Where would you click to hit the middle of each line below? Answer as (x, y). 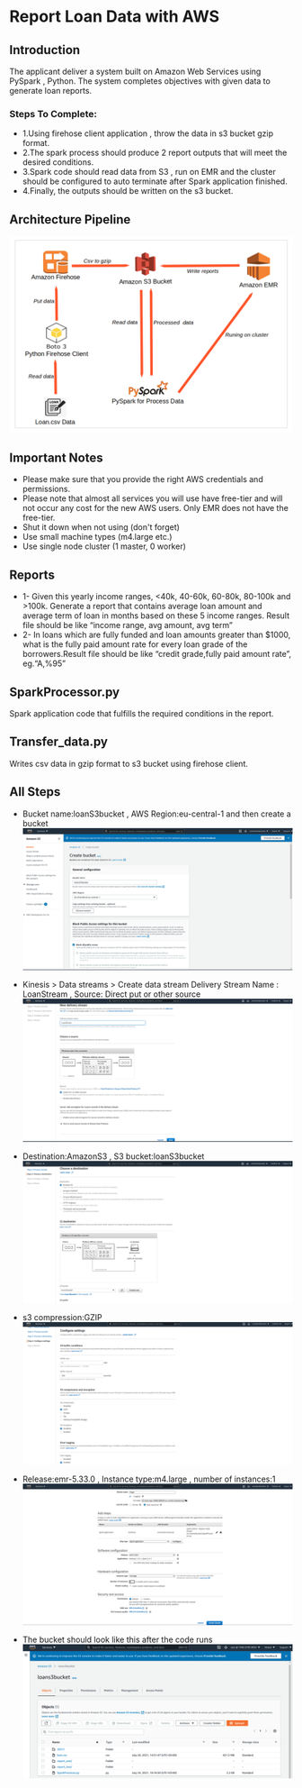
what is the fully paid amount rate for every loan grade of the (135, 644)
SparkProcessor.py (64, 692)
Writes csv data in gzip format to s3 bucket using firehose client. (129, 763)
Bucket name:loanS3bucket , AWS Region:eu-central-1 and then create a (157, 814)
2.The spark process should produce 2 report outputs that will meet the (155, 153)
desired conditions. (58, 162)
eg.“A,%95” (44, 663)
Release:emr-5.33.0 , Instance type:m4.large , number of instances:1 (149, 1479)
